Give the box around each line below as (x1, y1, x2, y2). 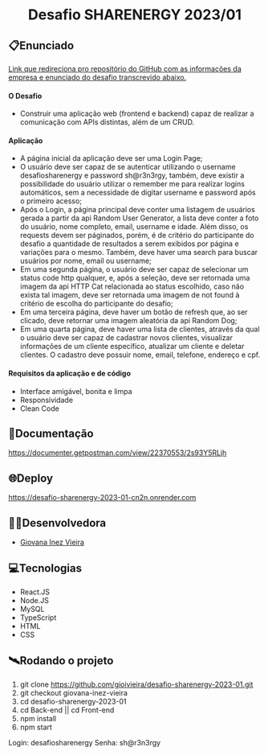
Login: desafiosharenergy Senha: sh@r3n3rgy (8, 737, 161, 747)
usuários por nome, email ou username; (19, 256, 152, 266)
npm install (19, 713, 57, 723)
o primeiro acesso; (19, 196, 83, 206)
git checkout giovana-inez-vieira (19, 687, 128, 697)
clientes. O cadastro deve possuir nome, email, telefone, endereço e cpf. (19, 350, 261, 359)
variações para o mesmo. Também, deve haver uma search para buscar (19, 248, 258, 257)
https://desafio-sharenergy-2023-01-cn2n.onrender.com (8, 493, 197, 503)
